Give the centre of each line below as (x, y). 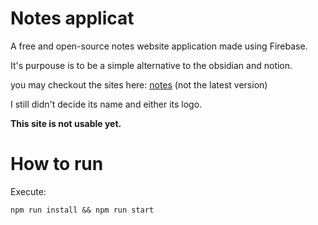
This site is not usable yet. (66, 123)
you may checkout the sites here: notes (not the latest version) (139, 84)
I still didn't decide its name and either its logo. (106, 104)
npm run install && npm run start (82, 210)
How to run (57, 164)
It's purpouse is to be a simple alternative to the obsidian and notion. (151, 65)
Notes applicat (72, 18)
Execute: (28, 191)
